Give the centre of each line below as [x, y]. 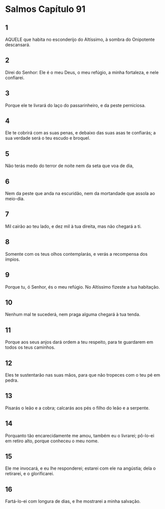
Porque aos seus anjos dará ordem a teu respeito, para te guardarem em [79, 342]
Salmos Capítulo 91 [45, 9]
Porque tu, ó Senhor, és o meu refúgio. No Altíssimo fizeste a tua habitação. [82, 287]
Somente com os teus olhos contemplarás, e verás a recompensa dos [76, 254]
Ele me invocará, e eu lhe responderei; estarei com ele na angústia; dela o [81, 468]
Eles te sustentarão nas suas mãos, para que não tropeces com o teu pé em [83, 375]
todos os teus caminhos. [30, 347]
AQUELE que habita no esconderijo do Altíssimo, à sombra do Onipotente [80, 39]
